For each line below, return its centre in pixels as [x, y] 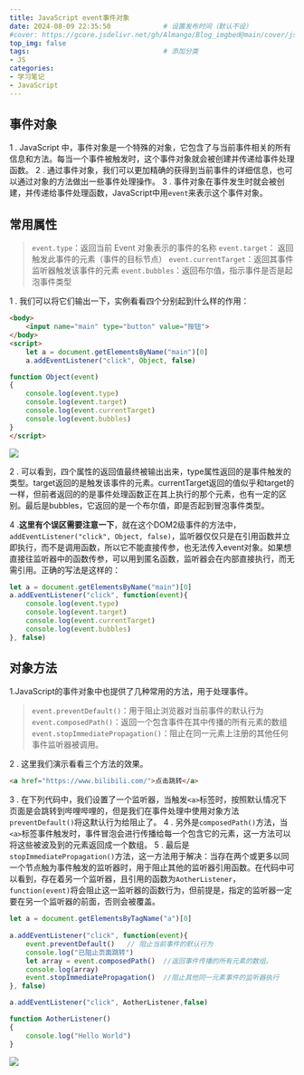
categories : [32, 69]
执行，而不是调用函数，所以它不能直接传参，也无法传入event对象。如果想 [154, 547]
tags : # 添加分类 [104, 52]
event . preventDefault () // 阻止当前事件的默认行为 [119, 944]
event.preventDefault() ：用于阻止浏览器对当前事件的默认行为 [147, 711]
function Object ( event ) [54, 377]
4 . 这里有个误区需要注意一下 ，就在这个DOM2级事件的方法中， [125, 524]
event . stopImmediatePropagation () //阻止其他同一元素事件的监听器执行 [152, 978]
